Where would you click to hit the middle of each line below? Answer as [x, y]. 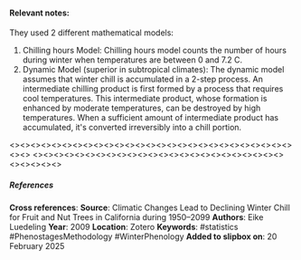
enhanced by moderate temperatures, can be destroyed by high [141, 108]
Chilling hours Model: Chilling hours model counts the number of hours [155, 51]
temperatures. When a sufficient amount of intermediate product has [150, 118]
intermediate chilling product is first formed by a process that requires [153, 89]
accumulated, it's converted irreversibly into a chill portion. [132, 128]
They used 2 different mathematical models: [92, 33]
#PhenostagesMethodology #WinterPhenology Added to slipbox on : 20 [143, 236]
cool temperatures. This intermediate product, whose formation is [145, 99]
